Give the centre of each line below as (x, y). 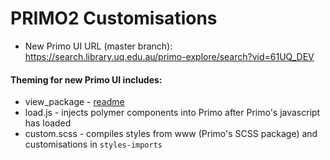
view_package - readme (74, 102)
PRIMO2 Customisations (114, 18)
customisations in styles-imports (93, 144)
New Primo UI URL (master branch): (98, 46)
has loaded (48, 123)
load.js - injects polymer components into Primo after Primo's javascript (172, 113)
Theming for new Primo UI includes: (86, 79)
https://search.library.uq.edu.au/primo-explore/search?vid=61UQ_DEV (169, 56)
